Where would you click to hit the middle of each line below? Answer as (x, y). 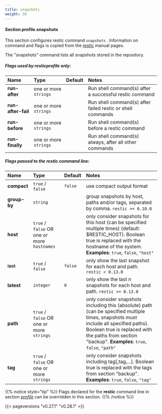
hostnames (44, 246)
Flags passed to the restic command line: (47, 161)
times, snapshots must (112, 317)
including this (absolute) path (119, 305)
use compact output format (117, 186)
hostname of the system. (114, 246)
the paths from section (112, 336)
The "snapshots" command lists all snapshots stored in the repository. (75, 55)
